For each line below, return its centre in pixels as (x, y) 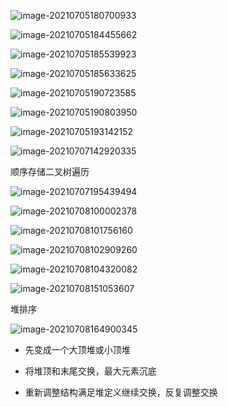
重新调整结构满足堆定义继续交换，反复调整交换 (121, 392)
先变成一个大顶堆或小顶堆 (77, 349)
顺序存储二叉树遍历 (50, 171)
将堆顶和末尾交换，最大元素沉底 (90, 371)
